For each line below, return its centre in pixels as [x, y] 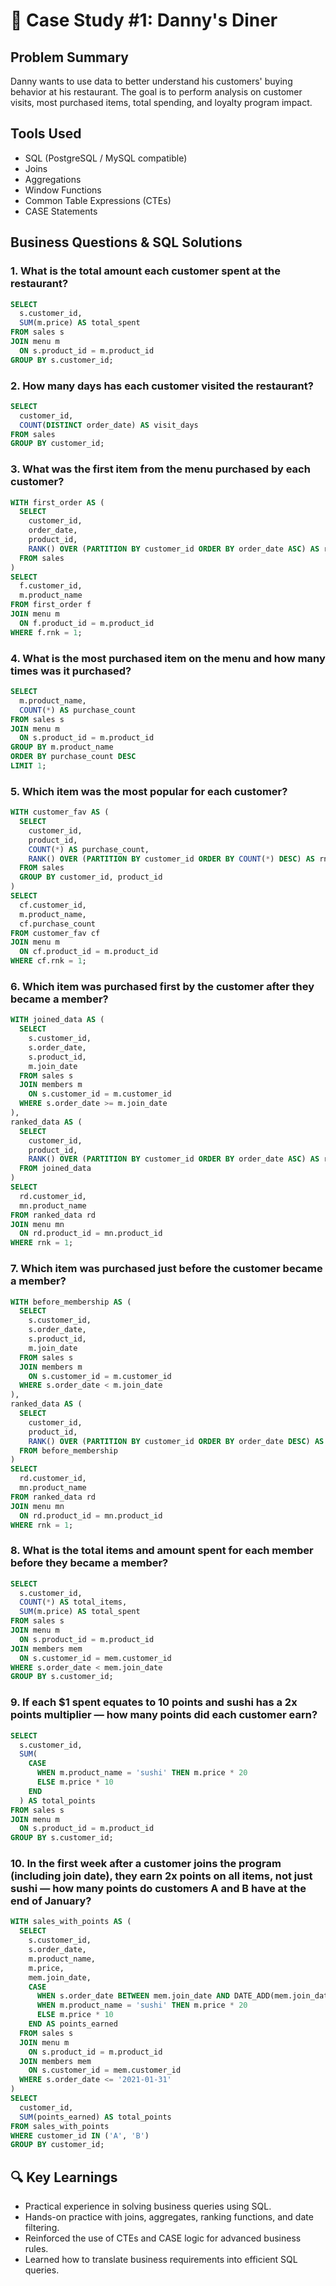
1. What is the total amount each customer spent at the [145, 271]
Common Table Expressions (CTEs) [98, 200]
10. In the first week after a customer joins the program [146, 1864]
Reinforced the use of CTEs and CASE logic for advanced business [163, 2238]
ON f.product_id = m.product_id [87, 623]
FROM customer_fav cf [55, 933]
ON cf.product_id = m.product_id [89, 952]
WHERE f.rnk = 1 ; [46, 632]
